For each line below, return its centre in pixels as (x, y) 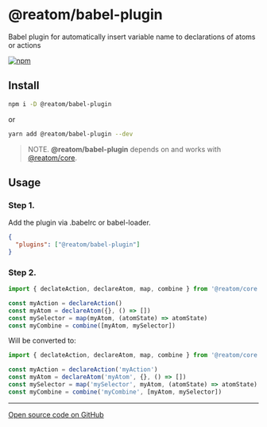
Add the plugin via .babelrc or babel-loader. (79, 223)
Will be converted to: (43, 341)
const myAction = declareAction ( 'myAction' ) (83, 370)
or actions (25, 45)
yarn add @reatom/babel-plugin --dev (71, 134)
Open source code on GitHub (56, 414)
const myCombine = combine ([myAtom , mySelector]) (92, 325)
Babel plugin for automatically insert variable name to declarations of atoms (132, 37)
